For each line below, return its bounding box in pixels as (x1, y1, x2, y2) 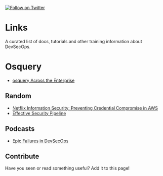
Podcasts (5, 124, 35, 133)
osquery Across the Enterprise (12, 77, 75, 83)
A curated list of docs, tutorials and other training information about (5, 38, 142, 44)
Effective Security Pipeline (12, 110, 66, 116)
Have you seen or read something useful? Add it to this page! (5, 165, 130, 171)
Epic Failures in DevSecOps (12, 138, 69, 144)
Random (5, 92, 32, 100)
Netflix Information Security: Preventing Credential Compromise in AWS (12, 105, 158, 111)
